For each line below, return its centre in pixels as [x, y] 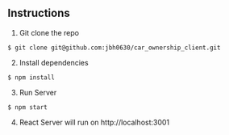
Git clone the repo [49, 32]
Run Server [38, 92]
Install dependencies [54, 62]
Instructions [39, 13]
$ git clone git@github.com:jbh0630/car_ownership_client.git [114, 48]
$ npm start [27, 107]
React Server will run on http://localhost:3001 [94, 122]
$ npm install [31, 77]
